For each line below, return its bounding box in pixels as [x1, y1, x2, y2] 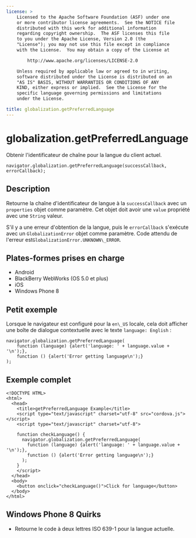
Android [14, 269, 34, 276]
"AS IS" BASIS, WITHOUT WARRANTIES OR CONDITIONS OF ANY [16, 79, 160, 86]
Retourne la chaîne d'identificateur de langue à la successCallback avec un [6, 199, 187, 206]
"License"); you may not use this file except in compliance [16, 42, 170, 48]
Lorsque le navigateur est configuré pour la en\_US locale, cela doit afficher [6, 320, 188, 327]
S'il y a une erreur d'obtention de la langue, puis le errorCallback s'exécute [6, 224, 189, 231]
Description [6, 184, 50, 194]
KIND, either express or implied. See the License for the [16, 85, 167, 91]
